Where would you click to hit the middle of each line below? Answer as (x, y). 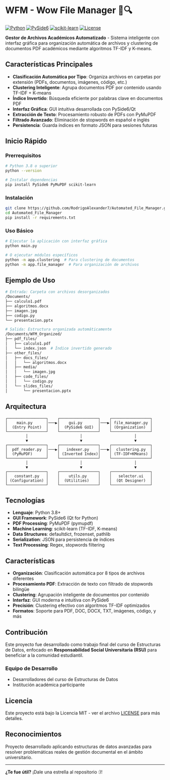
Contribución (27, 632)
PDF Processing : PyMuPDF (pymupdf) (53, 523)
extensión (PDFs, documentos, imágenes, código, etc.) (70, 82)
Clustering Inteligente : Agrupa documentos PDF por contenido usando (87, 87)
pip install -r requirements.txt (40, 217)
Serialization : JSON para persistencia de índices (63, 539)
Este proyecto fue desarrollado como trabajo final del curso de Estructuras (83, 644)
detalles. (14, 719)
